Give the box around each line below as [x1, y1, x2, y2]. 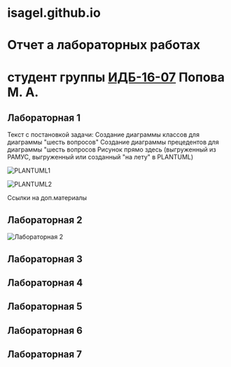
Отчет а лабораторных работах [7, 37, 201, 53]
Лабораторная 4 [7, 276, 83, 288]
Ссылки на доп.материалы [7, 194, 87, 202]
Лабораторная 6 [7, 324, 83, 336]
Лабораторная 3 [7, 253, 83, 265]
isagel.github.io [7, 5, 101, 21]
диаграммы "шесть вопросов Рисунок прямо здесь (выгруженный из [7, 145, 216, 154]
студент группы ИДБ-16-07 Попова [7, 69, 225, 85]
